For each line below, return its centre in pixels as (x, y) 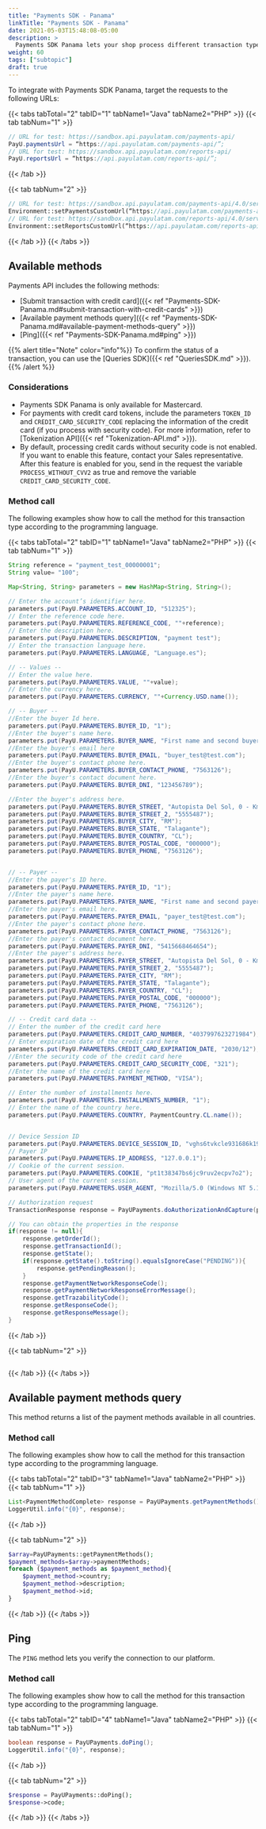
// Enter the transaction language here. (78, 646)
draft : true (28, 68)
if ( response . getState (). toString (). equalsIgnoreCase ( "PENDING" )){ (134, 1261)
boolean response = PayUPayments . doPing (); (81, 1742)
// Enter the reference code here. (67, 616)
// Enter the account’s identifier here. (78, 601)
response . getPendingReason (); (86, 1268)
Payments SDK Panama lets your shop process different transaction (129, 45)
